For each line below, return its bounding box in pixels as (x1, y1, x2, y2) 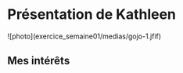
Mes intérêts (7, 54, 70, 68)
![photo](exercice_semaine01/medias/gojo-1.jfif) (7, 31, 162, 41)
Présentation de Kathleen (7, 5, 177, 24)
